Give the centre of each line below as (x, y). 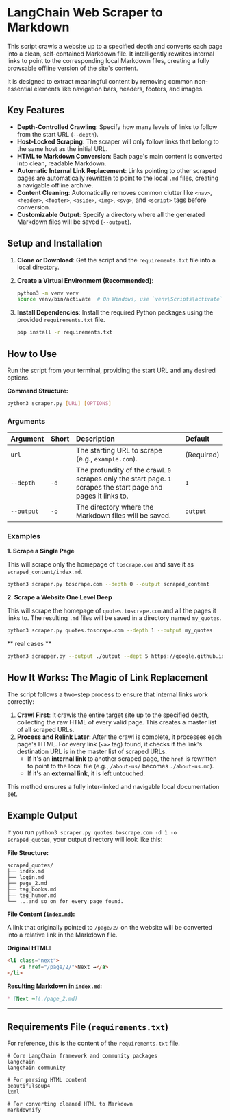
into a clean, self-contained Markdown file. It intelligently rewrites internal (111, 54)
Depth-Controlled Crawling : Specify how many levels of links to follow (117, 127)
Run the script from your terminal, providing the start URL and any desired (111, 370)
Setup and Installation (55, 243)
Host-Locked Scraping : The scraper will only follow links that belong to (118, 141)
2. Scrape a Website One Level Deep (60, 597)
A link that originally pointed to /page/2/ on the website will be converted (110, 927)
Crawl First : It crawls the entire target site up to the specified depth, (113, 715)
